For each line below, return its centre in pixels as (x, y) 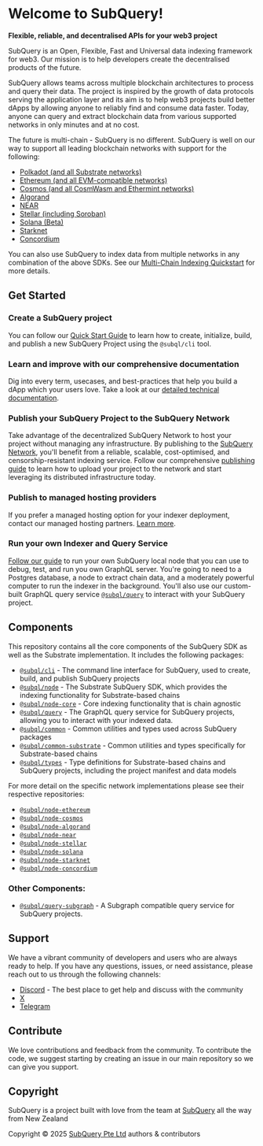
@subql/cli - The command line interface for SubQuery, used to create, (135, 669)
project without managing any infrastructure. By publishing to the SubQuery (131, 444)
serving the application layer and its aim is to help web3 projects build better (131, 99)
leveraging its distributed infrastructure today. (82, 477)
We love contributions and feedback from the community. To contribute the (130, 1050)
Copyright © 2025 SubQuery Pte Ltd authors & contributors (104, 1134)
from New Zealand (38, 1118)
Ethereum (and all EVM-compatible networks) (93, 180)
